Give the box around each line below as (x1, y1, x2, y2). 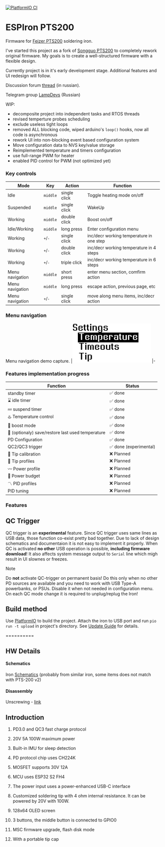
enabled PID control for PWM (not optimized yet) (12, 158, 111, 164)
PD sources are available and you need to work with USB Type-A (5, 580, 137, 586)
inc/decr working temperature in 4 (87, 245, 156, 251)
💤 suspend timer (7, 406, 42, 412)
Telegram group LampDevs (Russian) (5, 91, 81, 98)
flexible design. (5, 58, 36, 64)
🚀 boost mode (7, 423, 36, 428)
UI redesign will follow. (5, 73, 51, 79)
